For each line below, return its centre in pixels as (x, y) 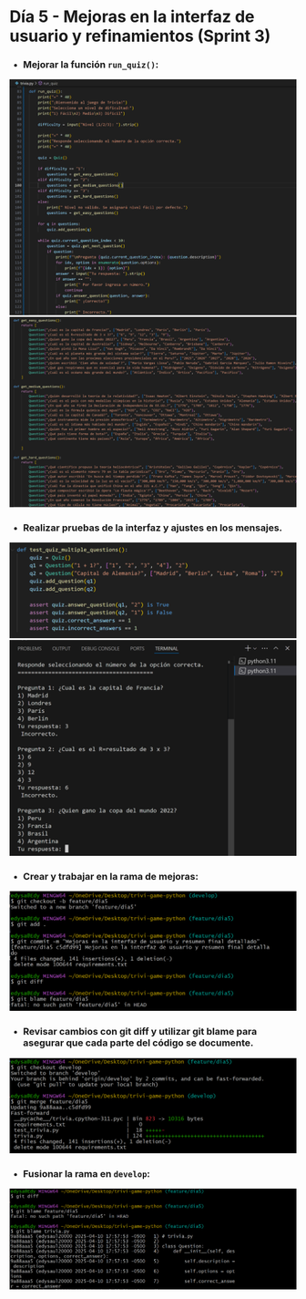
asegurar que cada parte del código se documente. (138, 1043)
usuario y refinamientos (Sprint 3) (140, 36)
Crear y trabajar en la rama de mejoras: (110, 876)
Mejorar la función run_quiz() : (91, 65)
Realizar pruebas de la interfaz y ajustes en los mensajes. (153, 528)
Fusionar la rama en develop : (86, 1173)
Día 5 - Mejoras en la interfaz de (132, 17)
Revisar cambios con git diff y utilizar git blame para (140, 1032)
